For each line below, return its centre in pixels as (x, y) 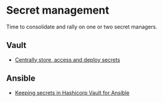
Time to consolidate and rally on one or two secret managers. (82, 27)
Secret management (58, 10)
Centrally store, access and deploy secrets (67, 59)
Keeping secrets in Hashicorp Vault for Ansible (72, 93)
